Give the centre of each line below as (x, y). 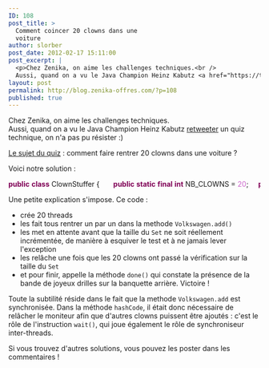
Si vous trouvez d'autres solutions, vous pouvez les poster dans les (119, 349)
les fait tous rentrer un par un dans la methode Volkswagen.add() (126, 224)
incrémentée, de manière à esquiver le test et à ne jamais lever (123, 241)
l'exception (38, 249)
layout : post (30, 83)
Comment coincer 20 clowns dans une (76, 30)
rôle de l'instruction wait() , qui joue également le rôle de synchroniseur (126, 325)
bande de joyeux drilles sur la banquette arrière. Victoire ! (114, 283)
